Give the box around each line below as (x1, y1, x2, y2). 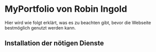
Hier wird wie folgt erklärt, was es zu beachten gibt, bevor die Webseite (4, 20, 151, 26)
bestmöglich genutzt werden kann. (4, 25, 76, 30)
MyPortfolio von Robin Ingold (4, 3, 127, 15)
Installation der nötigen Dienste (4, 39, 104, 48)
